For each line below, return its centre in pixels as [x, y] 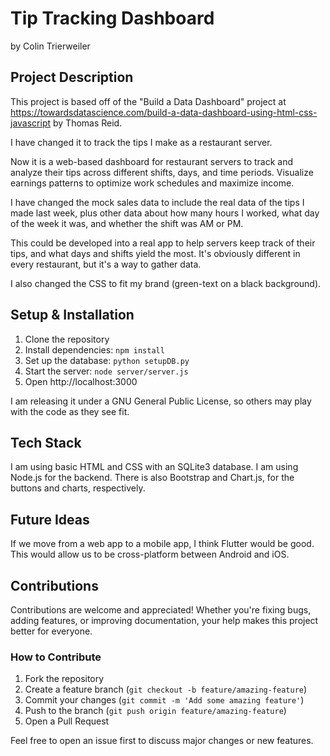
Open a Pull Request [67, 721]
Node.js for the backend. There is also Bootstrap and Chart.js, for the [152, 478]
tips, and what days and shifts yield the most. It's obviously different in [155, 253]
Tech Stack [46, 442]
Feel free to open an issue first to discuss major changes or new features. [162, 741]
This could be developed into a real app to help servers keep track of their [163, 243]
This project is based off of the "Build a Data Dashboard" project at [148, 101]
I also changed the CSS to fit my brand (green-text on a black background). [166, 283]
